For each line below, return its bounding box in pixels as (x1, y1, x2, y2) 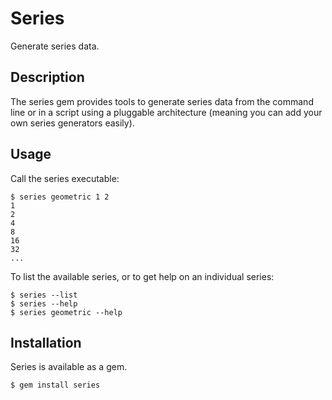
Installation (10, 334, 82, 351)
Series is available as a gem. (10, 361, 128, 373)
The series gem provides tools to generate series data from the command (10, 95, 314, 107)
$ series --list (10, 290, 78, 300)
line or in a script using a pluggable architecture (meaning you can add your (10, 106, 323, 118)
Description (10, 69, 85, 86)
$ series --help (10, 298, 78, 309)
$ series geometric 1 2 (10, 192, 110, 202)
